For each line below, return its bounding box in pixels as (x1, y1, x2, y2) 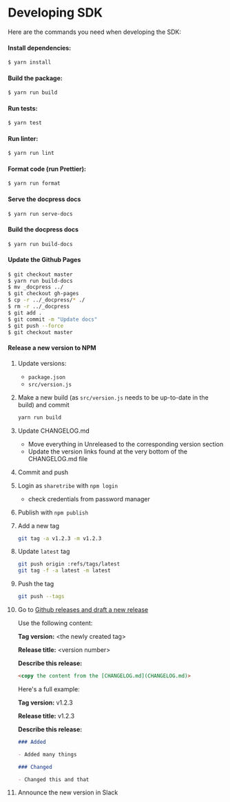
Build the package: (8, 74, 63, 82)
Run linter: (8, 134, 39, 142)
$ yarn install (8, 59, 52, 66)
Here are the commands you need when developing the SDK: (8, 28, 182, 36)
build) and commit (17, 400, 70, 409)
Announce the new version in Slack (17, 788, 118, 796)
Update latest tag (17, 548, 70, 556)
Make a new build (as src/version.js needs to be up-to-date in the (17, 393, 209, 402)
